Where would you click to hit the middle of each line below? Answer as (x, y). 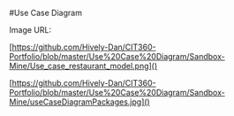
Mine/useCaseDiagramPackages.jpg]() (79, 102)
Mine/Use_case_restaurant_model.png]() (83, 66)
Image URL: (30, 30)
